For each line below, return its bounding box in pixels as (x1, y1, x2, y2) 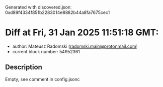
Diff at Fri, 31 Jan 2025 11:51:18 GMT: (5, 27, 159, 38)
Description (5, 63, 42, 72)
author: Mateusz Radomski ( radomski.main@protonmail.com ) (12, 43, 138, 49)
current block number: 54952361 (12, 48, 81, 54)
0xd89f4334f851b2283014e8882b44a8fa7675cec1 (5, 9, 110, 15)
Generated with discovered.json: (5, 4, 72, 10)
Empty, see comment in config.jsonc (5, 76, 80, 82)
